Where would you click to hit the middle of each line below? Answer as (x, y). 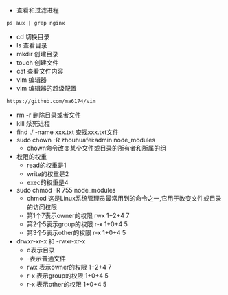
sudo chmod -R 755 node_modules (66, 190)
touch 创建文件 (37, 63)
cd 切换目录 (33, 37)
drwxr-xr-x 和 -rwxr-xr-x (51, 241)
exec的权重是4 (47, 182)
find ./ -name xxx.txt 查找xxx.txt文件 (68, 132)
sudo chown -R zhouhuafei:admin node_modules (86, 140)
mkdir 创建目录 (37, 54)
